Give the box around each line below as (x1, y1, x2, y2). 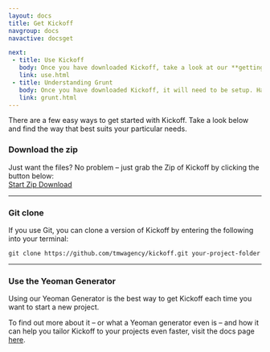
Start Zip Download (8, 179, 72, 189)
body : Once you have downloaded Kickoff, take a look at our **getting (18, 63, 264, 72)
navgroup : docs (8, 27, 59, 35)
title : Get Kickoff (8, 19, 74, 27)
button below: (8, 170, 55, 181)
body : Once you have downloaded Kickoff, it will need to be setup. (18, 86, 253, 94)
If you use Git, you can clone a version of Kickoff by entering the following (8, 225, 254, 235)
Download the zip (8, 144, 78, 155)
